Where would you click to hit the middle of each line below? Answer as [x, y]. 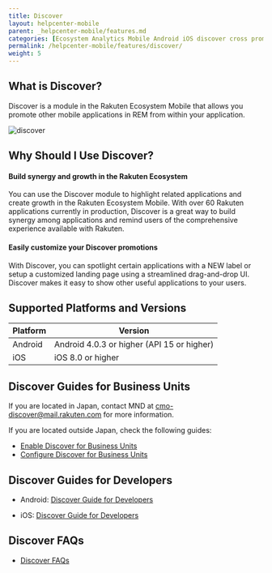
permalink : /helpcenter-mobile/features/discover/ [96, 46]
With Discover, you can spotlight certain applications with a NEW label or [130, 265]
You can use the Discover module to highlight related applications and [125, 195]
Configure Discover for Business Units [84, 455]
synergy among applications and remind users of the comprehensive [123, 220]
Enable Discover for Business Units [79, 446]
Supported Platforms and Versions [98, 308]
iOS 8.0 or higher [87, 357]
